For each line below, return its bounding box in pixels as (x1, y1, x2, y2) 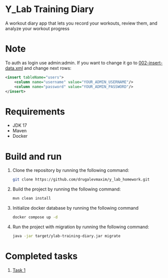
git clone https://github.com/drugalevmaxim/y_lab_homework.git (12, 177, 150, 182)
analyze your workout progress (5, 25, 70, 31)
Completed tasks (5, 250, 78, 262)
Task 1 (12, 267, 26, 273)
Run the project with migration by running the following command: (12, 224, 149, 230)
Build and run (5, 151, 62, 162)
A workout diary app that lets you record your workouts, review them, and (5, 20, 158, 26)
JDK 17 (12, 122, 27, 129)
